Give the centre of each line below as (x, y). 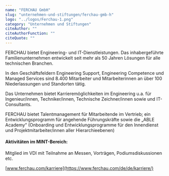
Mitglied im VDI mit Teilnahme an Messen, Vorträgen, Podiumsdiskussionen (84, 153)
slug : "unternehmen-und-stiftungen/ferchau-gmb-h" (60, 15)
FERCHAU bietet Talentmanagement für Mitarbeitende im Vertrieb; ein (78, 114)
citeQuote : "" (20, 38)
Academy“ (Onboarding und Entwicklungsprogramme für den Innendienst (82, 125)
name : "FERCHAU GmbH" (28, 10)
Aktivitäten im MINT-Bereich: (37, 142)
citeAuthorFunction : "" (30, 33)
